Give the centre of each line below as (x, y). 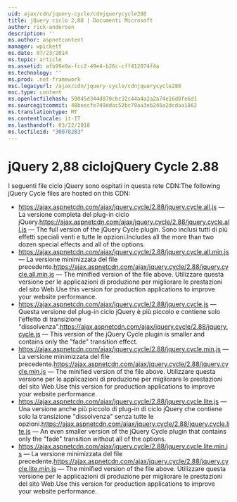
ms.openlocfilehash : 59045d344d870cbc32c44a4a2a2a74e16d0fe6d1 (103, 99)
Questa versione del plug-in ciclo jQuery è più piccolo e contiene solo (119, 312)
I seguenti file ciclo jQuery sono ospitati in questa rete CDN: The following (114, 186)
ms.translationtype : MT (43, 112)
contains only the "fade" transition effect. (78, 341)
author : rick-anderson (41, 27)
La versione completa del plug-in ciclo (73, 215)
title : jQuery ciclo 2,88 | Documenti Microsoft (81, 20)
